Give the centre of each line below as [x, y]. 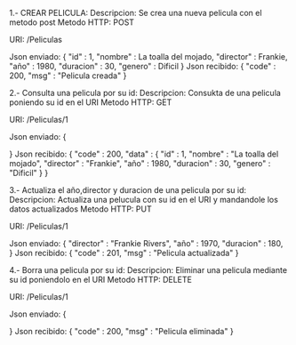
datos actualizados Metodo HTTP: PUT [81, 209]
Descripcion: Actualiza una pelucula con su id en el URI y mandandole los [144, 200]
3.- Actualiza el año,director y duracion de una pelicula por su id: [128, 190]
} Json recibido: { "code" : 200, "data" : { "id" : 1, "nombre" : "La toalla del [144, 154]
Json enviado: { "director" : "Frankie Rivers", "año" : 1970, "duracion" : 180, [146, 243]
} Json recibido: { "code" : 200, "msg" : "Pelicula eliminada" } [121, 331]
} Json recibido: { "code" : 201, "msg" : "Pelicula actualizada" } [124, 253]
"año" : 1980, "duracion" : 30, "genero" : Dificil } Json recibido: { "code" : [143, 66]
